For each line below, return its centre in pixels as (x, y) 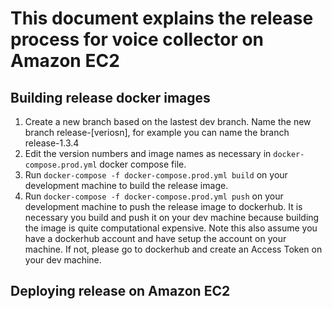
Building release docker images (110, 97)
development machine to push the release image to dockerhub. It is (163, 206)
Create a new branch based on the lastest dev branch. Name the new (168, 121)
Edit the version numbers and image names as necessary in (148, 153)
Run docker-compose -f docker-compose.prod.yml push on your (154, 196)
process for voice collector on (137, 39)
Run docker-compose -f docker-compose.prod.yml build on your (156, 175)
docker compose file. (143, 164)
